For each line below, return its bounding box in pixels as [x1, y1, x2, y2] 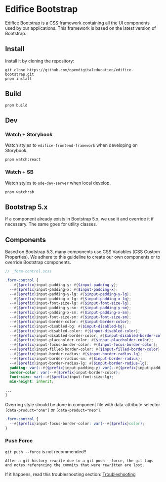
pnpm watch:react [5, 157, 41, 162]
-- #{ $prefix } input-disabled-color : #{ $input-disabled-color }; [9, 328, 140, 333]
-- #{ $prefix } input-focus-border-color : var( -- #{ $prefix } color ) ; [9, 421, 145, 426]
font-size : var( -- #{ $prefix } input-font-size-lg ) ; [9, 375, 114, 379]
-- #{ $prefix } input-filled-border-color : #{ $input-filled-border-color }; [9, 347, 163, 352]
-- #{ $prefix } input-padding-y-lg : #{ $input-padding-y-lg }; [9, 291, 132, 297]
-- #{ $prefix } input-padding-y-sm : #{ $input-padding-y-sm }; [9, 306, 132, 311]
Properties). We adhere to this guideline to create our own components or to [5, 254, 161, 260]
